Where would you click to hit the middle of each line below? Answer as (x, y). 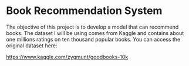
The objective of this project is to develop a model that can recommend (92, 27)
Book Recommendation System (84, 11)
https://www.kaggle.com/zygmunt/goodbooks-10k (67, 57)
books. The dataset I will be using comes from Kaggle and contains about (95, 33)
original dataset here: (32, 46)
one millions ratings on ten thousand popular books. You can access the (93, 39)
